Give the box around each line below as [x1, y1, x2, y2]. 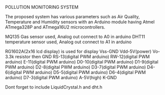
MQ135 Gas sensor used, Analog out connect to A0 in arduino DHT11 [5, 34, 145, 39]
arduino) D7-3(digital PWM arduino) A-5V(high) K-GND [5, 75, 117, 80]
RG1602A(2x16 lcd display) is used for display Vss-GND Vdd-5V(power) [5, 49, 152, 54]
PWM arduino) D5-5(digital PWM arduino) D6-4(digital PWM [23, 69, 146, 75]
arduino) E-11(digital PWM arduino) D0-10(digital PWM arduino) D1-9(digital [5, 59, 159, 64]
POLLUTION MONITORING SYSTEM [5, 4, 79, 10]
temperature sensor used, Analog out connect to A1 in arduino [5, 39, 132, 45]
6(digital [5, 69, 22, 75]
